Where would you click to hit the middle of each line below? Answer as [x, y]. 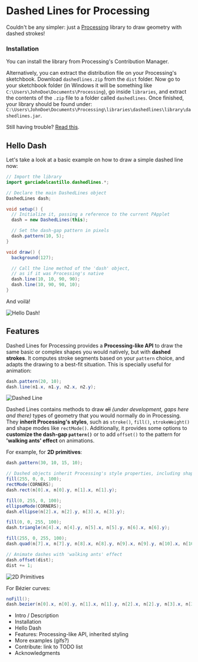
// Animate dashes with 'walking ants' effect [64, 554]
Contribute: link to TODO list [49, 647]
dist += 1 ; [19, 565]
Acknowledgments [37, 653]
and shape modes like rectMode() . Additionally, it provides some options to [97, 428]
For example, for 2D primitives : [44, 452]
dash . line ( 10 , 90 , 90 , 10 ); [46, 285]
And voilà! [18, 301]
